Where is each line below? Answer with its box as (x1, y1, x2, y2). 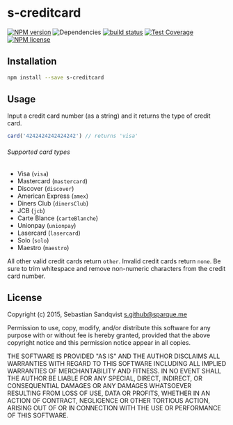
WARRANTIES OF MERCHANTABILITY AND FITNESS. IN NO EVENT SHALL (7, 367, 222, 376)
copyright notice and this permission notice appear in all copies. (7, 339, 191, 347)
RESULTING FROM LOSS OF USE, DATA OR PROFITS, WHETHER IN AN (7, 389, 211, 398)
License (7, 291, 42, 304)
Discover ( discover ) (17, 184, 74, 192)
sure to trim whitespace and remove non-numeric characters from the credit (7, 264, 226, 272)
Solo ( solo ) (17, 235, 49, 245)
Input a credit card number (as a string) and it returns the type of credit (7, 111, 211, 120)
